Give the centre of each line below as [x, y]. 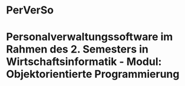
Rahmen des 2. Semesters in [77, 49]
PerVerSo [30, 10]
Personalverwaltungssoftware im [90, 37]
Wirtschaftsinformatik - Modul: [84, 62]
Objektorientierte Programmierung [93, 74]
